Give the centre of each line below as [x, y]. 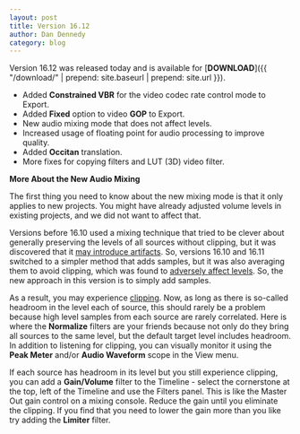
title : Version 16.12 [50, 26]
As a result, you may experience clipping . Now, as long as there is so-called [149, 298]
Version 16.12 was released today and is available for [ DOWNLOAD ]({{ [138, 68]
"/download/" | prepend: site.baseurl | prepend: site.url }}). [117, 78]
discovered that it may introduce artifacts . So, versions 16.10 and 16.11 [137, 252]
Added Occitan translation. [72, 152]
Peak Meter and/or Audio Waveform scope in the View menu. [124, 355]
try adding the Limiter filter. [60, 420]
